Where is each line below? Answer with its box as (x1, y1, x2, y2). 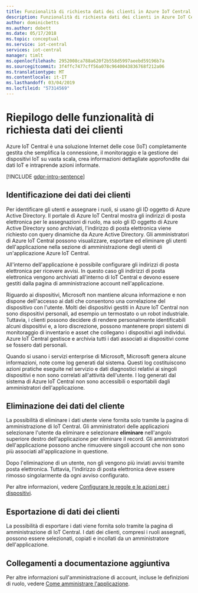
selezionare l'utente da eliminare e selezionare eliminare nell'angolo (6, 429, 172, 436)
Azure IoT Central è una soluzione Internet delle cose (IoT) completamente (6, 143, 187, 150)
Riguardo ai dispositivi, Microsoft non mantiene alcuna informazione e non (6, 291, 186, 298)
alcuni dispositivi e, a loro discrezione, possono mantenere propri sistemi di (6, 322, 189, 330)
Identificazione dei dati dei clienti (6, 190, 131, 200)
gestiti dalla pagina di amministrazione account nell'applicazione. (6, 279, 164, 286)
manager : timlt (6, 52, 44, 58)
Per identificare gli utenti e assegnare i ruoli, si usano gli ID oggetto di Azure (6, 206, 190, 213)
